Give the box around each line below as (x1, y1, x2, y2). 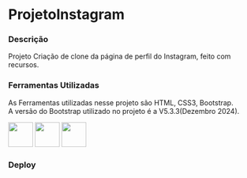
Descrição (8, 34, 49, 45)
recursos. (8, 60, 39, 70)
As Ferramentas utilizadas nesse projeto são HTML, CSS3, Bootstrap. (8, 97, 234, 108)
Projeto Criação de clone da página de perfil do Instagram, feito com (8, 51, 231, 61)
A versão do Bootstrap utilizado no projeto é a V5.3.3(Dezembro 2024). (8, 106, 240, 116)
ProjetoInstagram (8, 6, 125, 24)
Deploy (8, 159, 36, 170)
